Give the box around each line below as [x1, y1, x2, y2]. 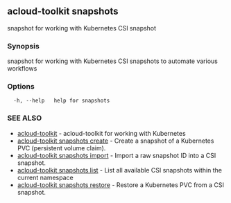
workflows [7, 64, 37, 73]
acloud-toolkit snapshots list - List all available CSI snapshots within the [17, 166, 222, 174]
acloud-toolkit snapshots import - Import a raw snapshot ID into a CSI [17, 151, 216, 159]
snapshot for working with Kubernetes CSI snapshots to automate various [7, 57, 219, 65]
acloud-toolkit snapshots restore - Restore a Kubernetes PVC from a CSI [17, 180, 224, 189]
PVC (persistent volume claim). [17, 143, 106, 152]
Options [7, 82, 35, 91]
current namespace [17, 173, 74, 182]
